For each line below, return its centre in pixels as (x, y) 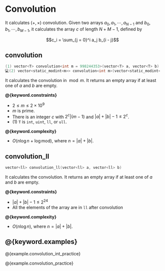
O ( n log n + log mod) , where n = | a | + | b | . (53, 141)
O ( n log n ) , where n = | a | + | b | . (42, 226)
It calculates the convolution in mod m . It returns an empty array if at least (81, 81)
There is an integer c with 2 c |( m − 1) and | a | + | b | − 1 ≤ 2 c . (70, 116)
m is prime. (24, 110)
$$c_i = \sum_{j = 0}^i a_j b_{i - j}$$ (82, 40)
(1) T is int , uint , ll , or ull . (40, 122)
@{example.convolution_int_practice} (43, 253)
